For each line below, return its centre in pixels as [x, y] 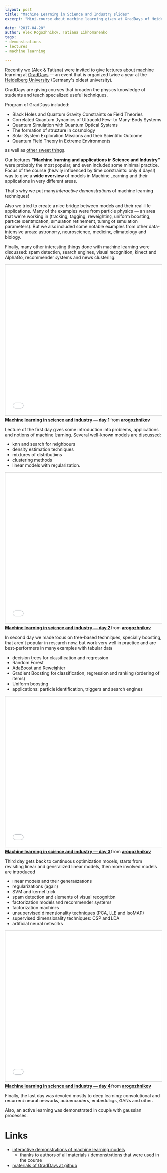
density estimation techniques [43, 449]
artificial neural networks [38, 923]
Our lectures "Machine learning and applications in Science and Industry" [83, 160]
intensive [14, 232]
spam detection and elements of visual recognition [64, 897]
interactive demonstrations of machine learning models [69, 1149]
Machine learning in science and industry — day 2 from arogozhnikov [78, 627]
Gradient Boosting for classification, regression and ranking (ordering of [86, 673]
